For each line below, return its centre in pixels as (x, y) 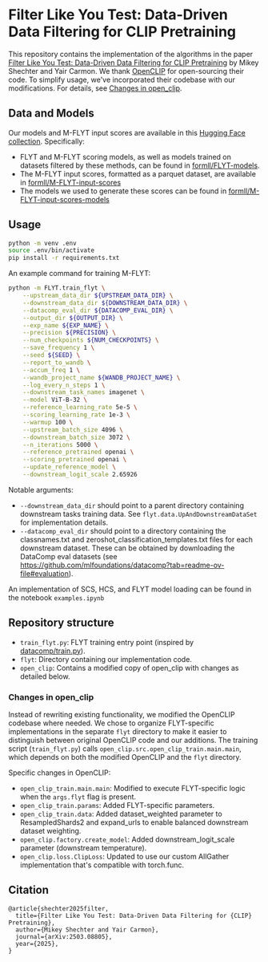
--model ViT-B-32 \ (55, 400)
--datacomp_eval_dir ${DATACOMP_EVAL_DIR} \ (98, 311)
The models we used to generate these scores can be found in (123, 191)
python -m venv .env (43, 243)
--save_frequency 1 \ (58, 348)
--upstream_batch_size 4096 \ (73, 430)
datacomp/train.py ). (52, 651)
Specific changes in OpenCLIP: (60, 773)
